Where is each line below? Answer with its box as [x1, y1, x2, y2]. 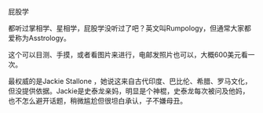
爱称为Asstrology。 [8, 34, 71, 42]
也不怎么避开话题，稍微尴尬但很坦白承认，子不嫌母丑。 [8, 97, 187, 105]
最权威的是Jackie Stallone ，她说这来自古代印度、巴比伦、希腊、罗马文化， [8, 77, 253, 86]
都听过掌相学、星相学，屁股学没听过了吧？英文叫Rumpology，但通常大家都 [8, 24, 251, 33]
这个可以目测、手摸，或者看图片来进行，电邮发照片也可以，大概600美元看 [8, 50, 249, 59]
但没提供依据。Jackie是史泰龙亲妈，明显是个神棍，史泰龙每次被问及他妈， [8, 86, 250, 96]
